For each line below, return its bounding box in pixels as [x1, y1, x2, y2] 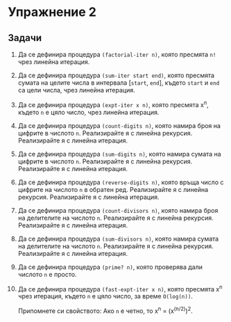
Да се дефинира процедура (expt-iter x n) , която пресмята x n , [17, 99, 209, 108]
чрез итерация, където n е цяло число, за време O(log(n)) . [17, 292, 194, 300]
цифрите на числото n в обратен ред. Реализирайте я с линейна [17, 185, 209, 193]
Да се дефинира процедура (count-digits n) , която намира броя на [17, 121, 221, 129]
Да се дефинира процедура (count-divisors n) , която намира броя [17, 206, 219, 214]
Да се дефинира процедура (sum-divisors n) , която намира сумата [17, 234, 219, 243]
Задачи [8, 32, 42, 44]
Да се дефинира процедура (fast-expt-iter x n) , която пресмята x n [17, 283, 223, 293]
